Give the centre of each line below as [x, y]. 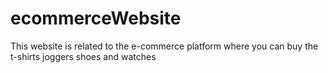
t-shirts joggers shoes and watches [83, 56]
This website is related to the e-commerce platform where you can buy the [164, 46]
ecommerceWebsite [96, 18]
